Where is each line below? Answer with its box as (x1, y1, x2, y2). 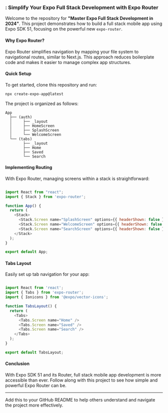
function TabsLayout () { (5, 304, 57, 309)
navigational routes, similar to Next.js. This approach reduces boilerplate (5, 54, 154, 60)
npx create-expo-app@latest (5, 91, 64, 96)
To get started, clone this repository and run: (5, 81, 97, 87)
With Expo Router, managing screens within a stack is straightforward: (5, 175, 150, 181)
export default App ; (5, 249, 48, 254)
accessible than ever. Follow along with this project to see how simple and (5, 377, 158, 383)
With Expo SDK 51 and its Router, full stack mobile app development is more (5, 372, 161, 378)
